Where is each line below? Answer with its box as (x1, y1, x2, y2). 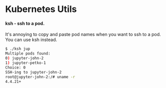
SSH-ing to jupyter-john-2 (5, 69, 62, 74)
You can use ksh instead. (5, 36, 57, 43)
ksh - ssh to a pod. (5, 20, 45, 26)
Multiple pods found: (5, 51, 51, 56)
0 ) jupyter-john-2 (5, 56, 44, 61)
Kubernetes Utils (5, 3, 77, 15)
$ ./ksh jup (5, 46, 30, 51)
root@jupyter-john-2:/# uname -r (5, 74, 75, 79)
